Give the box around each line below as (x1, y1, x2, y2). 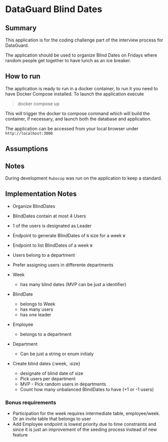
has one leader (20, 311, 51, 317)
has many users (20, 306, 53, 312)
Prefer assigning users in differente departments (12, 261, 114, 268)
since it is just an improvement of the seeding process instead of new (12, 426, 157, 432)
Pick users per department (20, 375, 76, 381)
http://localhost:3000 (5, 131, 53, 136)
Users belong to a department (12, 252, 75, 258)
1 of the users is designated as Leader (12, 223, 92, 229)
